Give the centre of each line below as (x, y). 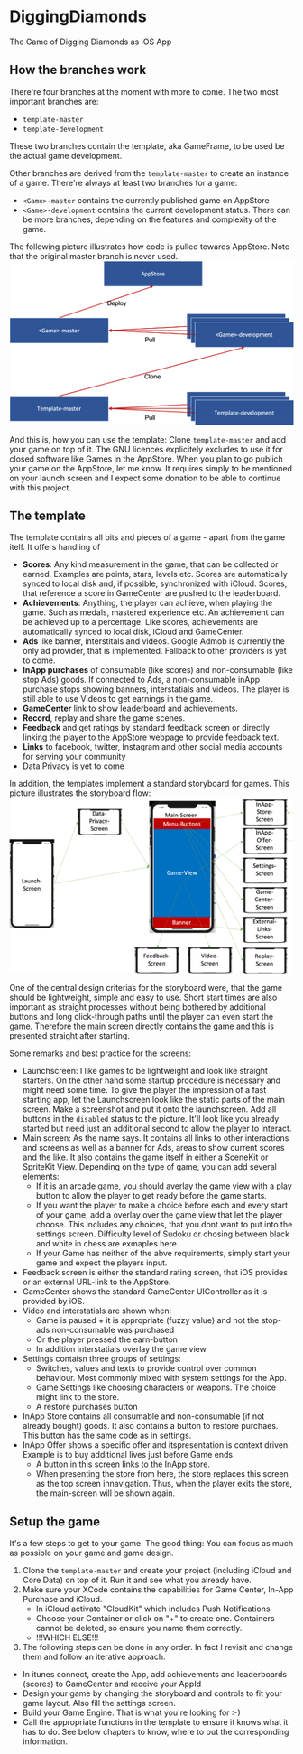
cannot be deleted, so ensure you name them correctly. (139, 1628)
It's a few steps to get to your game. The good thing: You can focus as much (151, 1544)
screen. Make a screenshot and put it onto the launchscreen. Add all (149, 1109)
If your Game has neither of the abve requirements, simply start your (163, 1254)
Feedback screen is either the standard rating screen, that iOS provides (155, 1273)
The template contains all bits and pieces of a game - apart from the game (147, 537)
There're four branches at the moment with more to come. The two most (144, 91)
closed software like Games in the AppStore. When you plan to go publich (147, 459)
